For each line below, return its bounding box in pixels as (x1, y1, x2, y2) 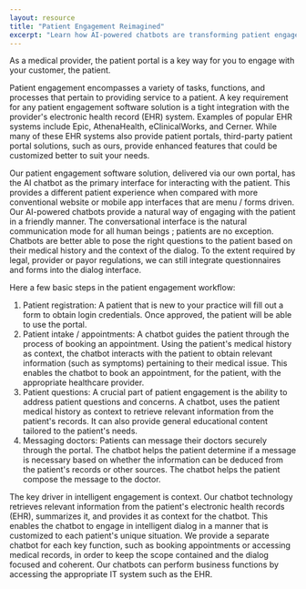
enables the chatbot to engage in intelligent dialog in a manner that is (9, 521, 269, 532)
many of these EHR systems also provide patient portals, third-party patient (9, 131, 293, 142)
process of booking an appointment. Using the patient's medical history (22, 339, 292, 350)
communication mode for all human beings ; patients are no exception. (9, 226, 275, 237)
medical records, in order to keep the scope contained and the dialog (9, 550, 269, 561)
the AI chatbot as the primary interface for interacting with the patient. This (9, 178, 291, 188)
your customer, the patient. (9, 65, 111, 76)
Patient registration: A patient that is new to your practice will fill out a (22, 300, 284, 310)
